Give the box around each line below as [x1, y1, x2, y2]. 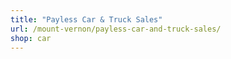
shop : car [10, 33, 52, 43]
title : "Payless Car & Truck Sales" [10, 14, 163, 25]
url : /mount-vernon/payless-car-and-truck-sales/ [10, 24, 222, 34]
